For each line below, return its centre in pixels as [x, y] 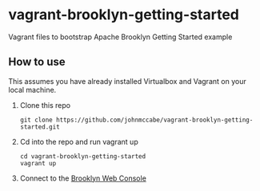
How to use [37, 62]
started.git [40, 127]
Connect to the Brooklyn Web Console [83, 178]
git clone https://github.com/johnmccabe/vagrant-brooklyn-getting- [136, 120]
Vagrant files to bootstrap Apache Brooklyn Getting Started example [120, 37]
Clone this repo [45, 105]
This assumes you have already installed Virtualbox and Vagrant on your [127, 81]
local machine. [32, 90]
